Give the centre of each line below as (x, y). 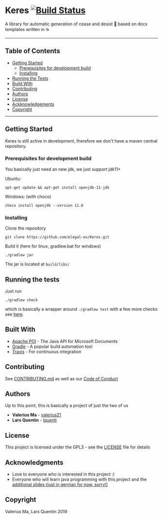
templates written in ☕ (27, 29)
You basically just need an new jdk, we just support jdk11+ (63, 169)
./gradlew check (21, 300)
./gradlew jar (19, 255)
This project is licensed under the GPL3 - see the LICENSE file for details (78, 447)
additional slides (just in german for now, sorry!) (60, 484)
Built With (20, 330)
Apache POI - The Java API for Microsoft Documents (65, 341)
